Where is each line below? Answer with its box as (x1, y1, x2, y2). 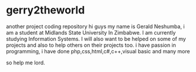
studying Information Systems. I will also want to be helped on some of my (6, 35, 186, 42)
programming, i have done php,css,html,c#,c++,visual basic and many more (6, 47, 190, 54)
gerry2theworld (6, 4, 85, 17)
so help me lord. (6, 59, 45, 66)
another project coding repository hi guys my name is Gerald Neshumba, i (6, 23, 185, 30)
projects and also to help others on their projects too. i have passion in (6, 42, 176, 49)
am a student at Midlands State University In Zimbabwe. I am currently (6, 29, 176, 36)
